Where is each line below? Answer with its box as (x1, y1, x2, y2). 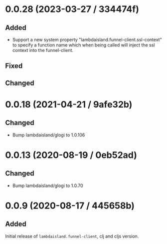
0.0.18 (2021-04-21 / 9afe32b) (5, 98, 133, 110)
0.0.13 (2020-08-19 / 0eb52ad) (5, 149, 137, 160)
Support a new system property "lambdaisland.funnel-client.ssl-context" (12, 36, 162, 42)
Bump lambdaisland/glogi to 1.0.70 (12, 182, 83, 188)
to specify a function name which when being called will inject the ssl (12, 42, 155, 48)
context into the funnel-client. (12, 47, 74, 53)
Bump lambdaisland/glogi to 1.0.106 (12, 131, 85, 138)
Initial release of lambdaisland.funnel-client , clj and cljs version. (5, 233, 139, 239)
